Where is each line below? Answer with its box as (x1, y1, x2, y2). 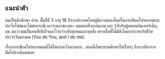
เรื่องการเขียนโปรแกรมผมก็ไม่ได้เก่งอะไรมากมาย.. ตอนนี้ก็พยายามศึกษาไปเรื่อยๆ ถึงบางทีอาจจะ (5, 44, 157, 50)
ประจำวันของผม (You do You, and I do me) (5, 34, 85, 40)
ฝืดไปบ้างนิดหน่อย (5, 49, 35, 55)
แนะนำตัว (5, 4, 29, 12)
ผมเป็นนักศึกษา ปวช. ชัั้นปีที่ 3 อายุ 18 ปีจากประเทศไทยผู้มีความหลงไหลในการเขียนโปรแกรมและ (5, 17, 160, 23)
